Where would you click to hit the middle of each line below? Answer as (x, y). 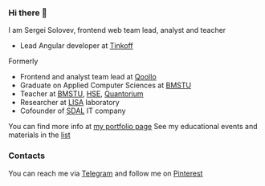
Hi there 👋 (28, 13)
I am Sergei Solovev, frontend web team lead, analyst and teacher (117, 30)
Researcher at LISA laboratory (70, 103)
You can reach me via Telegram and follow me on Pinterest (106, 173)
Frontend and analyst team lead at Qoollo (88, 77)
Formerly (23, 61)
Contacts (27, 156)
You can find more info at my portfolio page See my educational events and (133, 127)
